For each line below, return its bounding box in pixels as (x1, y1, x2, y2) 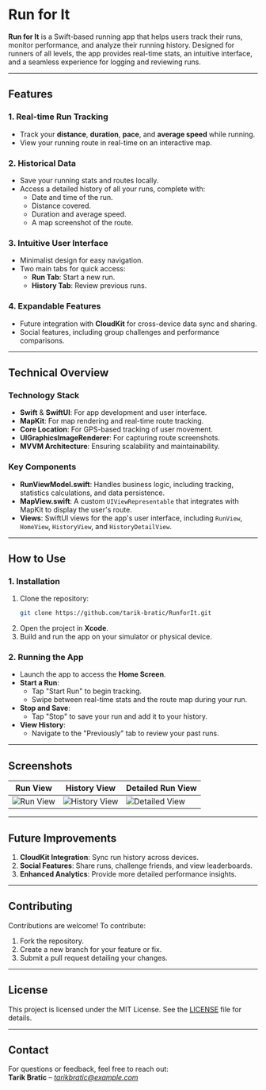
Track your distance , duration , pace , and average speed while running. (19, 129, 256, 139)
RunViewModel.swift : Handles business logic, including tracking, (19, 479, 234, 489)
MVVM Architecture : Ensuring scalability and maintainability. (19, 442, 220, 451)
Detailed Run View (126, 783, 197, 794)
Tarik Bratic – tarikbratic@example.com (8, 1073, 139, 1082)
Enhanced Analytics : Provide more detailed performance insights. (19, 869, 237, 878)
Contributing (8, 900, 73, 913)
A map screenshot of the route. (31, 217, 134, 227)
